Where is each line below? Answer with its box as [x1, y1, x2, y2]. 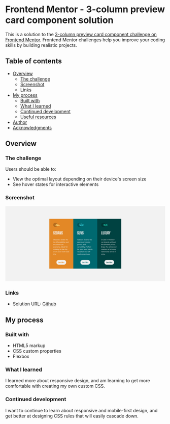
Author [12, 119, 27, 125]
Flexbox [12, 353, 29, 359]
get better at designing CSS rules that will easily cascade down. [5, 413, 139, 419]
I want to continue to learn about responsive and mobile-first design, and [5, 407, 158, 413]
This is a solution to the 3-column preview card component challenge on [5, 31, 157, 37]
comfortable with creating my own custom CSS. [5, 383, 106, 389]
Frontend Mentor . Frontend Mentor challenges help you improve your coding [5, 37, 165, 43]
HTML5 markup [12, 342, 46, 349]
